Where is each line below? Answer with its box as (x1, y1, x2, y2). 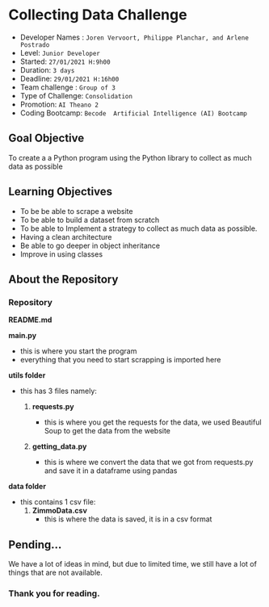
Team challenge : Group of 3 (19, 82, 116, 92)
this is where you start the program (19, 346, 137, 356)
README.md (8, 315, 53, 324)
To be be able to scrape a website (19, 206, 133, 216)
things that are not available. (8, 567, 103, 578)
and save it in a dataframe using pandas (44, 466, 178, 475)
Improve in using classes (19, 249, 103, 259)
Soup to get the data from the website (44, 426, 171, 436)
